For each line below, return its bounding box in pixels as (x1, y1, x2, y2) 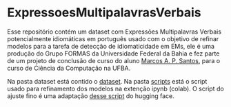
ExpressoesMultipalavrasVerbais (7, 5, 201, 21)
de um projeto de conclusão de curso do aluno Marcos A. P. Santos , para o (7, 56, 221, 64)
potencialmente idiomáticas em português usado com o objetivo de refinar (7, 34, 219, 43)
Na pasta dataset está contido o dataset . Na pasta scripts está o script (7, 77, 208, 85)
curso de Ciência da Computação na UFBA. (7, 64, 131, 72)
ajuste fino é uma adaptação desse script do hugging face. (7, 91, 174, 100)
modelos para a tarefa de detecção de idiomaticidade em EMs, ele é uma (7, 42, 215, 50)
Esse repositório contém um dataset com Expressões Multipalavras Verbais (7, 27, 222, 36)
